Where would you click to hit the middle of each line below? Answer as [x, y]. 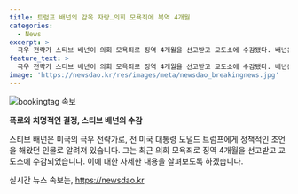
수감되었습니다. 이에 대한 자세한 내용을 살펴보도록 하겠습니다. [138, 161]
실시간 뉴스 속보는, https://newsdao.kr [77, 180]
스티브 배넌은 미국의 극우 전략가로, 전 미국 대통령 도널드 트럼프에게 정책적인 [139, 139]
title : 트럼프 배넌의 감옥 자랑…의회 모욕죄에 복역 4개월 [100, 17]
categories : [31, 26]
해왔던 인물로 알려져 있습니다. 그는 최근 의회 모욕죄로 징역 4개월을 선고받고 [147, 150]
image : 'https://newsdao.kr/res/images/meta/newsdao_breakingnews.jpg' [144, 75]
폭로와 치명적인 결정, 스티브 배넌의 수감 [76, 120]
